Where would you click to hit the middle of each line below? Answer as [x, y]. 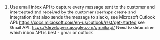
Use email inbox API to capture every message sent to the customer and [82, 7]
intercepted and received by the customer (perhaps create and [73, 12]
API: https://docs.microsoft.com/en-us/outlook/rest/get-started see [77, 22]
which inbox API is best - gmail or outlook [51, 33]
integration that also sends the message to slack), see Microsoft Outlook [82, 17]
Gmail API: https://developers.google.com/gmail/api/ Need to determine [82, 27]
